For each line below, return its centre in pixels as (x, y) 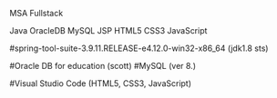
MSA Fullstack (36, 13)
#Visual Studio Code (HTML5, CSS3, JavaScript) (101, 83)
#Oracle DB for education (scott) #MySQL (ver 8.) (103, 66)
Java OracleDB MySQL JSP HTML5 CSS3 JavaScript (108, 30)
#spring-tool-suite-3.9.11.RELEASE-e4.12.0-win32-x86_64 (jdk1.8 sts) (139, 48)
